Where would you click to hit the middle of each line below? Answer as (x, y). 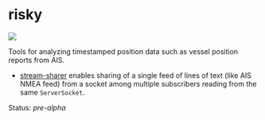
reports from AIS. (37, 60)
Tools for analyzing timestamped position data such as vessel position (123, 51)
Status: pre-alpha (37, 107)
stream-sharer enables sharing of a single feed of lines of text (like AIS (136, 75)
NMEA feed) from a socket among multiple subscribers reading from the (138, 83)
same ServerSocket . (52, 92)
